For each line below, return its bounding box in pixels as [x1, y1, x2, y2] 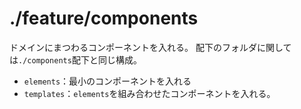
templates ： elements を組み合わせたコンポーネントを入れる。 [23, 87, 276, 99]
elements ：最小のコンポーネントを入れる [23, 75, 192, 87]
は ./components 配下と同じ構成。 [9, 53, 142, 66]
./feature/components [9, 7, 199, 30]
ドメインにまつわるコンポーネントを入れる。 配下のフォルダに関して [9, 41, 292, 53]
